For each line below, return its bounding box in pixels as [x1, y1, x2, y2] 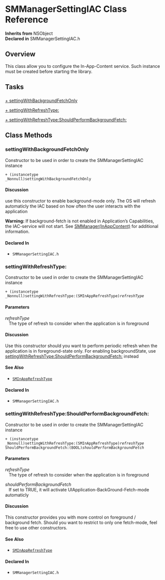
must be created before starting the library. [5, 68, 93, 74]
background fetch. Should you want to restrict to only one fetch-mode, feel [5, 519, 158, 526]
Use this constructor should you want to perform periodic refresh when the [5, 343, 158, 349]
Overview [5, 50, 36, 58]
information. [5, 228, 30, 234]
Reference [5, 14, 48, 25]
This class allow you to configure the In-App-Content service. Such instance [5, 63, 160, 69]
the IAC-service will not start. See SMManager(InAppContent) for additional [5, 223, 159, 229]
